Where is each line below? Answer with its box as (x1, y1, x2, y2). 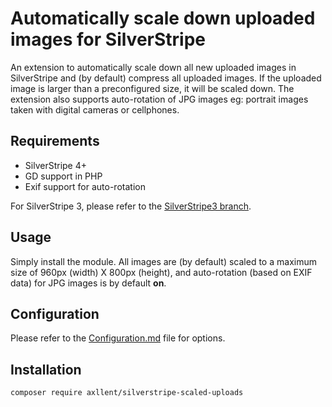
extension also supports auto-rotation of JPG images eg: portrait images (10, 93, 309, 105)
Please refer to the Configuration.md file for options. (10, 332, 226, 344)
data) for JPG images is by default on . (10, 277, 167, 289)
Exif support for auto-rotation (24, 180, 146, 192)
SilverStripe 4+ (24, 159, 87, 171)
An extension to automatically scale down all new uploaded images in (10, 61, 297, 73)
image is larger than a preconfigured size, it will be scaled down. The (10, 82, 295, 94)
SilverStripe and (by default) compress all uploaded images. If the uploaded (10, 72, 322, 84)
